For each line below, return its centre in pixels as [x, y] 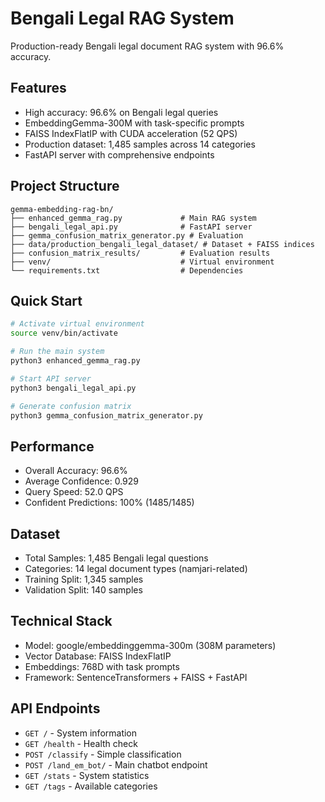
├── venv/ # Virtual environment [142, 262]
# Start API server [51, 378]
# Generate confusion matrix [71, 406]
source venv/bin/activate [64, 333]
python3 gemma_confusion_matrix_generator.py [106, 415]
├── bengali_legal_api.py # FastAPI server [131, 227]
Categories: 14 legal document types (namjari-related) [136, 568]
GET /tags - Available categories [91, 786]
